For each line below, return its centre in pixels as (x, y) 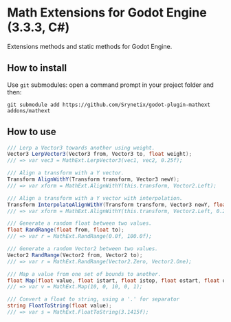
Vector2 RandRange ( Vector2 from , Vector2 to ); (75, 255)
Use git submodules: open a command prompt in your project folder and (111, 85)
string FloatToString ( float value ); (59, 306)
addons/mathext (29, 111)
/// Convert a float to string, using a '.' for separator (93, 299)
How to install (37, 68)
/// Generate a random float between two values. (80, 223)
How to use (32, 132)
